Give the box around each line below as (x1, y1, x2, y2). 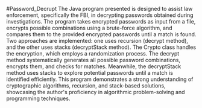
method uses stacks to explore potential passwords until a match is (6, 69, 174, 76)
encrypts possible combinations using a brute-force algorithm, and (6, 24, 172, 31)
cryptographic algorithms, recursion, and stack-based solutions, (6, 82, 166, 89)
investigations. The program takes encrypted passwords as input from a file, (6, 18, 196, 25)
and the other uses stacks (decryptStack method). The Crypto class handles (6, 43, 197, 51)
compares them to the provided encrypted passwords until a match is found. (6, 31, 197, 38)
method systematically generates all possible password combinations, (6, 57, 181, 63)
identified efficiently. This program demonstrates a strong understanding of (6, 75, 194, 83)
